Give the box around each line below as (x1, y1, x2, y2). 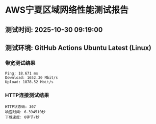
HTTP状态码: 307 (5, 104, 36, 109)
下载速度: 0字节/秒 (5, 115, 40, 120)
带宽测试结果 (5, 59, 36, 66)
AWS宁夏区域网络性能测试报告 (5, 4, 129, 16)
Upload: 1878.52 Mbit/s (5, 79, 54, 85)
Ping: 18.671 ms (5, 71, 38, 76)
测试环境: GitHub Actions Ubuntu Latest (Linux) (5, 44, 152, 52)
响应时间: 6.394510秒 (5, 109, 46, 114)
